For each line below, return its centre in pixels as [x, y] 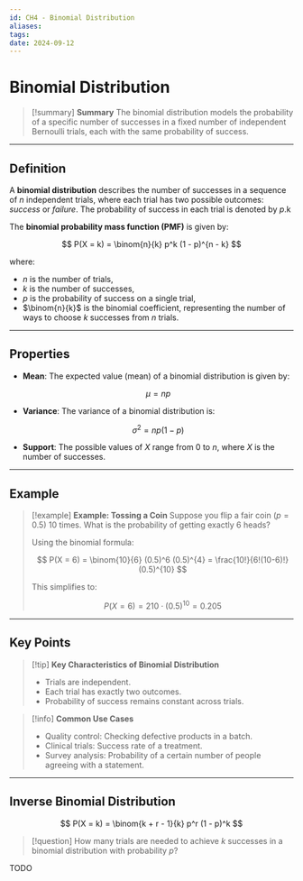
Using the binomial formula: [83, 543]
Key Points [40, 642]
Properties [40, 354]
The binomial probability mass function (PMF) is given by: [119, 227]
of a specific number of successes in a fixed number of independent [159, 122]
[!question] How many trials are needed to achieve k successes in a [157, 840]
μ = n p [158, 393]
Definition [37, 168]
